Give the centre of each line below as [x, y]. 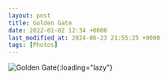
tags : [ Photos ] [33, 45]
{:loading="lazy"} [84, 67]
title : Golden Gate [40, 23]
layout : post [30, 15]
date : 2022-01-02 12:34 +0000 [58, 30]
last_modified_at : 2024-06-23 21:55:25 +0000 [84, 38]
